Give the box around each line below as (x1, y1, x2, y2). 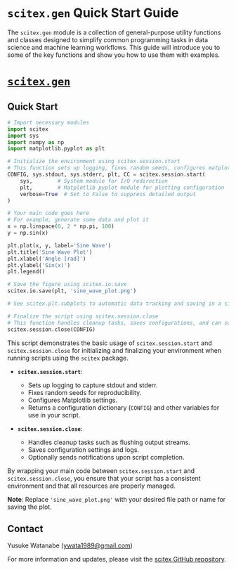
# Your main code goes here (7, 209, 90, 217)
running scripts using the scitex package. (7, 354, 129, 362)
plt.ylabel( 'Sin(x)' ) (7, 261, 71, 268)
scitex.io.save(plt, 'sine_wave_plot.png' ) (7, 287, 137, 294)
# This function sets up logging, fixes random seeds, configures (7, 164, 206, 171)
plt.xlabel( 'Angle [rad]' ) (7, 255, 86, 262)
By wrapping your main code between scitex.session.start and (7, 466, 195, 475)
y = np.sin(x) (7, 230, 49, 237)
